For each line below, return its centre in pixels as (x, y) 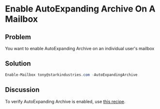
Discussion (22, 90)
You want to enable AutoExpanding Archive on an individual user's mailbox (80, 48)
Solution (18, 64)
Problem (18, 37)
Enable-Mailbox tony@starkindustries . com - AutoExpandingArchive (71, 75)
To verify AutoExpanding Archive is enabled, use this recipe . (65, 101)
